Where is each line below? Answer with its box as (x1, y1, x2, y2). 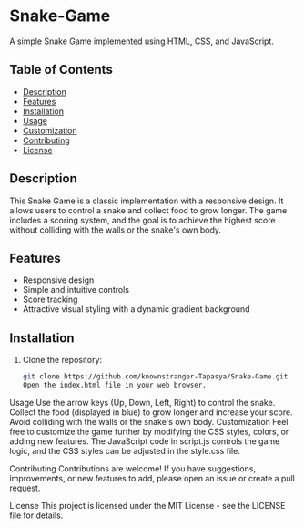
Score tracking (22, 294, 78, 305)
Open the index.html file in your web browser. (22, 380, 207, 390)
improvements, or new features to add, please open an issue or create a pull (9, 472, 296, 483)
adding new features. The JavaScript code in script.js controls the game (9, 435, 280, 447)
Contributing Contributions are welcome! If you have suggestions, (9, 462, 257, 474)
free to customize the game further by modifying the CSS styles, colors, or (9, 426, 289, 437)
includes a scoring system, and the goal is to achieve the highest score (9, 214, 276, 225)
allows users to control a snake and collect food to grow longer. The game (9, 204, 288, 215)
